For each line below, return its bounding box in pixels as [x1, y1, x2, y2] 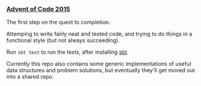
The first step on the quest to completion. [6, 19, 111, 26]
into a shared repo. [6, 73, 54, 81]
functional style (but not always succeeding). [6, 37, 120, 44]
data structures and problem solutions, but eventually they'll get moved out [6, 67, 196, 74]
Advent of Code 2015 [6, 5, 70, 13]
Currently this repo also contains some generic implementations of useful [6, 60, 191, 68]
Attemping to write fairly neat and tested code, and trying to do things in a [6, 30, 192, 38]
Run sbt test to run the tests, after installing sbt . [6, 48, 129, 56]
